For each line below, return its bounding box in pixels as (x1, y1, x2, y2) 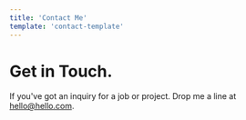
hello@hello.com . (9, 101, 75, 112)
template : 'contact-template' (9, 22, 125, 31)
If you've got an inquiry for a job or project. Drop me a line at (9, 91, 237, 102)
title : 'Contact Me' (9, 13, 88, 23)
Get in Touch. (9, 61, 113, 82)
